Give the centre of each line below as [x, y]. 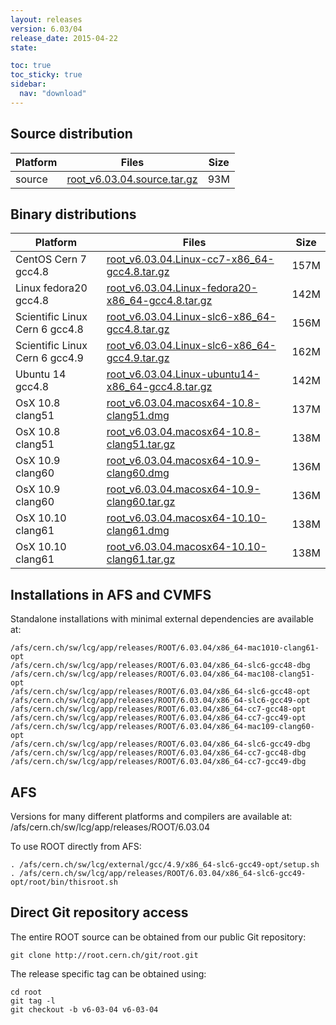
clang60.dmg [138, 473]
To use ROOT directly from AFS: [76, 846]
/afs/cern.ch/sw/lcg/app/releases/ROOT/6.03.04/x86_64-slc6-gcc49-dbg [160, 744]
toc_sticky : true [46, 75]
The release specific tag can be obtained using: [108, 973]
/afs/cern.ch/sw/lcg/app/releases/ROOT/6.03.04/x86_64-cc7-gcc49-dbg [158, 762]
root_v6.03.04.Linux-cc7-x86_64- [190, 259]
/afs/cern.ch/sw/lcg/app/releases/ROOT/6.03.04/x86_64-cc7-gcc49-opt [158, 718]
